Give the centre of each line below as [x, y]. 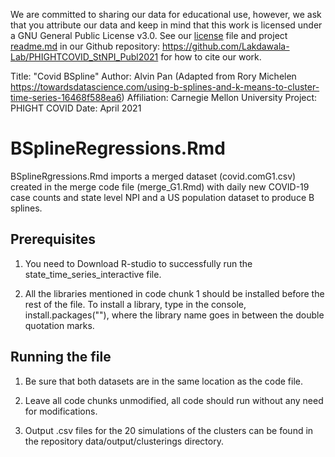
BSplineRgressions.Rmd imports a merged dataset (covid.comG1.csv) [153, 176]
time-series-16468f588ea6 [66, 97]
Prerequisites [53, 239]
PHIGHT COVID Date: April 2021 [76, 108]
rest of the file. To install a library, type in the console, [135, 304]
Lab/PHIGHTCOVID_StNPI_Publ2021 [84, 57]
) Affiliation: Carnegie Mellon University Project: [219, 97]
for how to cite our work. [211, 57]
